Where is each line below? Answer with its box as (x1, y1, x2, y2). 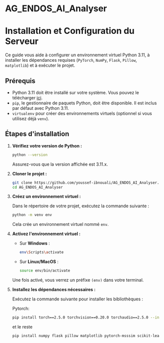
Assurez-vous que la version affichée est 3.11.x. (12, 161, 108, 167)
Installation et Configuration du (5, 25, 135, 37)
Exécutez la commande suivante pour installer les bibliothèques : (12, 296, 143, 302)
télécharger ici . (12, 95, 43, 100)
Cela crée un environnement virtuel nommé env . (12, 221, 109, 227)
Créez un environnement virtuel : (12, 194, 81, 199)
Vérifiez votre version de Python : (12, 143, 82, 148)
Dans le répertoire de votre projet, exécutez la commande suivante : (12, 203, 149, 209)
